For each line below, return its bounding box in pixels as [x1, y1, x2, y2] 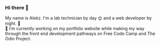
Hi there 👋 [5, 4, 29, 11]
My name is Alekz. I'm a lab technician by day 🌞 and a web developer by [5, 15, 152, 21]
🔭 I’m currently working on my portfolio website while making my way [5, 26, 145, 32]
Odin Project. [5, 36, 32, 42]
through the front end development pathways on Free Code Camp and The [5, 31, 156, 36]
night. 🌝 [5, 21, 21, 26]
